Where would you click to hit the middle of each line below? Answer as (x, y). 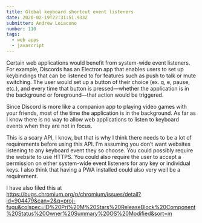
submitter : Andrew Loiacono (42, 23)
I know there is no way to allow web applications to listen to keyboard (93, 119)
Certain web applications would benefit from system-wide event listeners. (98, 63)
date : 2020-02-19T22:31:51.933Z (47, 18)
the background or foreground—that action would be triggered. (85, 95)
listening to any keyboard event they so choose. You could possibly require (100, 150)
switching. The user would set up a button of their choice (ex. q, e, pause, (98, 82)
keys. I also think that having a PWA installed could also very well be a (93, 169)
